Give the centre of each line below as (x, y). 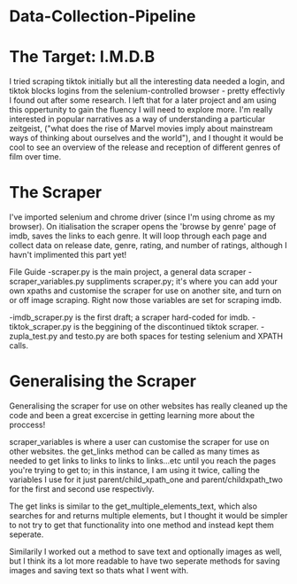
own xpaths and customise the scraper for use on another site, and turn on (145, 291)
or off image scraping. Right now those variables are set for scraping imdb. (145, 300)
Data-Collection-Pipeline (103, 16)
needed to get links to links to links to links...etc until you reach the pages (143, 461)
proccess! (27, 424)
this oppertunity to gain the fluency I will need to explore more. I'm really (141, 110)
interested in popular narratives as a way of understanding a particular (137, 119)
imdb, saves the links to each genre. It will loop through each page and (138, 236)
